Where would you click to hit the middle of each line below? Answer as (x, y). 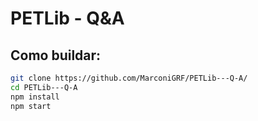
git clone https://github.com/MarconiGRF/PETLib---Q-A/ (129, 78)
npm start (31, 106)
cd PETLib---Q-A (44, 87)
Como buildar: (56, 55)
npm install (35, 97)
